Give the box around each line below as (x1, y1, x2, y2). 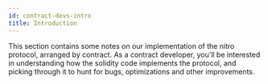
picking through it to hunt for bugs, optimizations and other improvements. (8, 66, 255, 76)
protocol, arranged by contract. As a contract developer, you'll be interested (8, 50, 261, 59)
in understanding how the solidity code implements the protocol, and (8, 58, 237, 68)
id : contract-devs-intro (8, 11, 92, 20)
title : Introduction (8, 19, 78, 27)
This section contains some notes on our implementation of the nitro (8, 41, 235, 50)
